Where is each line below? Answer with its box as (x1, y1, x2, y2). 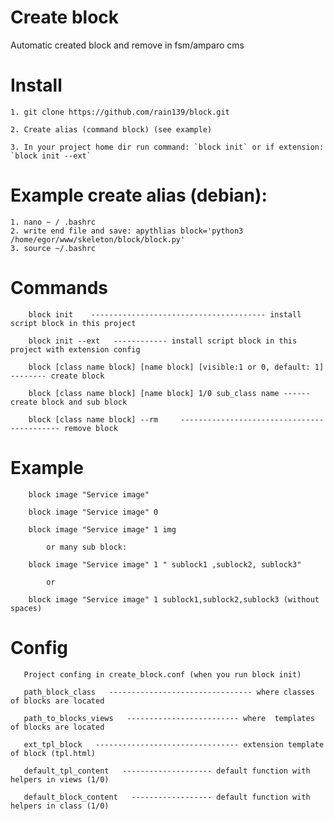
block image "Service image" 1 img (28, 524, 177, 535)
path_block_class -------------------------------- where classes (23, 687, 315, 697)
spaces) (10, 603, 43, 613)
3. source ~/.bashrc (10, 243, 97, 253)
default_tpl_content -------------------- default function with (23, 766, 311, 776)
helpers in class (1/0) (10, 801, 110, 811)
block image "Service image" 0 (28, 507, 159, 517)
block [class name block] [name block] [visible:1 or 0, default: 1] (28, 362, 325, 372)
